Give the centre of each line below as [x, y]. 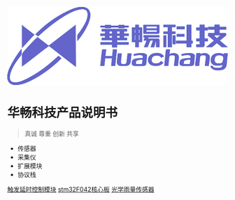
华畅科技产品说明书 [63, 113]
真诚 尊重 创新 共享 [51, 133]
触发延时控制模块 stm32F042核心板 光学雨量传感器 [81, 189]
